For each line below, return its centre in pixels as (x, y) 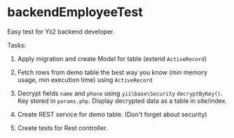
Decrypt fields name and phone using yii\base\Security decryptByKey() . (120, 93)
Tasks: (17, 45)
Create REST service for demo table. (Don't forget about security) (112, 114)
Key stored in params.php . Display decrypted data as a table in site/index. (122, 101)
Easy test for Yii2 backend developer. (61, 32)
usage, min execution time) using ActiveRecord (85, 80)
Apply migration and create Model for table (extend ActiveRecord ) (112, 58)
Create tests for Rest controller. (62, 127)
